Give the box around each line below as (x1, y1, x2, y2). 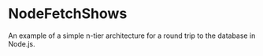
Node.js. (8, 39, 35, 48)
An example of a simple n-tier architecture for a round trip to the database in (8, 31, 256, 40)
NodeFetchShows (8, 5, 128, 23)
